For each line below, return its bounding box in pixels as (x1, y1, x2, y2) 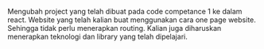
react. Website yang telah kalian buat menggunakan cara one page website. (7, 15, 256, 24)
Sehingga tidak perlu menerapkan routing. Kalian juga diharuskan (7, 24, 222, 32)
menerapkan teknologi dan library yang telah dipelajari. (7, 32, 188, 41)
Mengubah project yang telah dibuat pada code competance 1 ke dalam (7, 7, 243, 16)
